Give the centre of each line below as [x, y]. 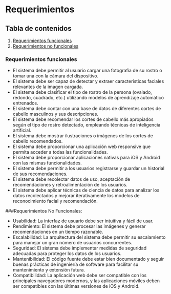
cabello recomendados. [38, 141]
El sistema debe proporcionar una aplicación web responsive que [82, 146]
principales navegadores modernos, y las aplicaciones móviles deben [86, 281]
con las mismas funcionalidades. [47, 163]
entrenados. [25, 103]
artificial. [22, 130]
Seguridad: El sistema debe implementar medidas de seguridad [80, 248]
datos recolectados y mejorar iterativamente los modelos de [76, 196]
